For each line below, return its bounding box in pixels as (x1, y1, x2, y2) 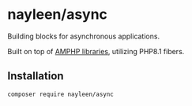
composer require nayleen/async (7, 90, 114, 98)
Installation (7, 69, 64, 83)
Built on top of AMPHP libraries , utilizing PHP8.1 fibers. (7, 46, 185, 56)
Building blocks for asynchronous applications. (7, 31, 160, 41)
